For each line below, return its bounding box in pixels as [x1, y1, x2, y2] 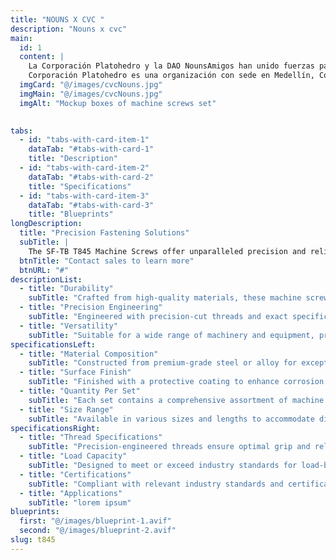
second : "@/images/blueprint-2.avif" [19, 526, 177, 536]
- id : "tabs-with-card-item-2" [19, 163, 150, 173]
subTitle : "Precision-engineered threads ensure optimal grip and [28, 442, 311, 452]
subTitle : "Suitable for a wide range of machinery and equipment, [28, 330, 315, 340]
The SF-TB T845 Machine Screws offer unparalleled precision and [28, 246, 307, 256]
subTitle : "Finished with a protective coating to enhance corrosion [28, 377, 325, 387]
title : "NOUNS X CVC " [10, 14, 105, 25]
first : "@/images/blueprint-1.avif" [19, 516, 172, 526]
